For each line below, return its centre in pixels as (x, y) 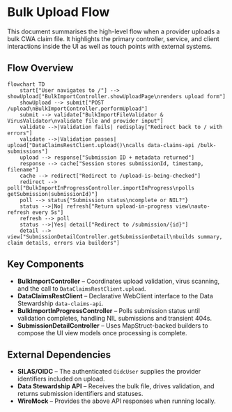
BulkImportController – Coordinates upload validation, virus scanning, (118, 281)
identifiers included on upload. (61, 379)
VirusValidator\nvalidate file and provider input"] (85, 121)
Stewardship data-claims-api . (61, 303)
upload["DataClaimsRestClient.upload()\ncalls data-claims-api (101, 145)
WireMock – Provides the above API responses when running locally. (116, 401)
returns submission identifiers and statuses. (80, 394)
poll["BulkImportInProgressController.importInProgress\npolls (101, 188)
